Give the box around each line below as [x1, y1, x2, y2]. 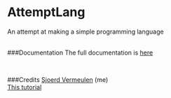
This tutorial [7, 83, 42, 91]
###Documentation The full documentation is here [7, 48, 153, 57]
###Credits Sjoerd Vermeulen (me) [7, 75, 109, 84]
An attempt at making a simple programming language [7, 27, 164, 36]
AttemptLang [7, 4, 85, 20]
